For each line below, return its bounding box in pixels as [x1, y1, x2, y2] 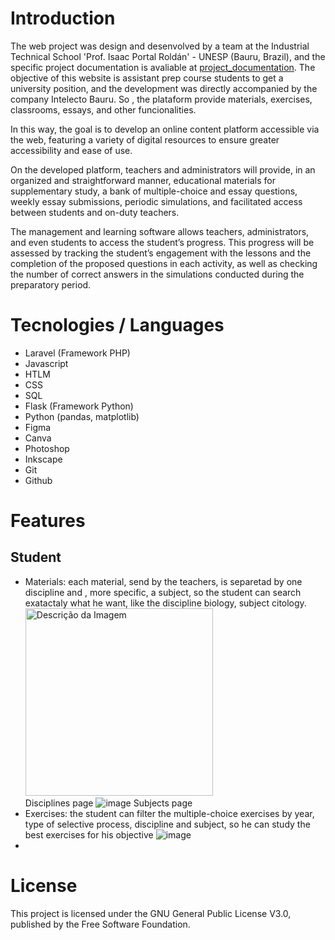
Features [10, 510, 86, 532]
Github [24, 474, 53, 486]
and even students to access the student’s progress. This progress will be [10, 236, 315, 248]
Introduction [10, 7, 116, 30]
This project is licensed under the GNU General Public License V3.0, [10, 907, 292, 919]
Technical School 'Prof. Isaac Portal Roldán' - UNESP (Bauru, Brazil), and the [10, 50, 326, 62]
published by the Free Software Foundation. [10, 918, 191, 930]
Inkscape [24, 453, 63, 465]
